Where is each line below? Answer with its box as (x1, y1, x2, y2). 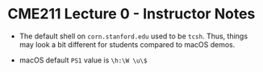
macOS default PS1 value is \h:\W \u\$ (19, 55, 148, 65)
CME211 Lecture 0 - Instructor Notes (7, 5, 256, 23)
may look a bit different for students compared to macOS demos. (19, 39, 236, 49)
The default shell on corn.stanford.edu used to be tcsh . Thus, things (19, 31, 248, 41)
